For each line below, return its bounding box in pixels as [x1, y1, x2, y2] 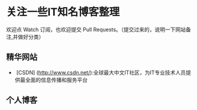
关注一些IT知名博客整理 [6, 5, 120, 19]
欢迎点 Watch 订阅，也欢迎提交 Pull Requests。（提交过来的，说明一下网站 [6, 26, 186, 33]
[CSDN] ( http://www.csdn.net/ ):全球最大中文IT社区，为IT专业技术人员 [16, 69, 186, 76]
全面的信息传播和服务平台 [25, 76, 88, 83]
